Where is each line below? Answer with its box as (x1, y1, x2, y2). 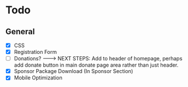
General (5, 27, 36, 37)
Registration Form (13, 49, 57, 56)
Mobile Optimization (13, 74, 62, 81)
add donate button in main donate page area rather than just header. (13, 61, 179, 68)
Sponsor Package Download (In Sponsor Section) (13, 68, 134, 75)
